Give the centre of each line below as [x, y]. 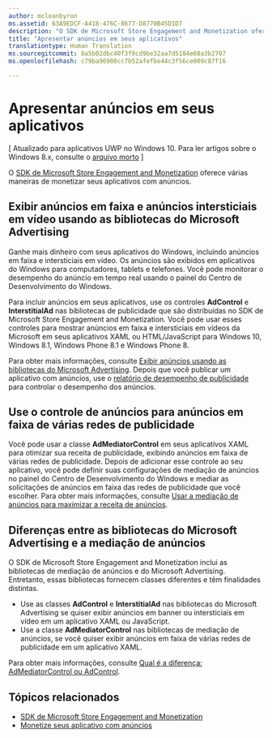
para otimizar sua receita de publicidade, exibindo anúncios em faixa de [128, 453]
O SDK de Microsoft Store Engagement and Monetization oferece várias [128, 172]
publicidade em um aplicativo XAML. [81, 647]
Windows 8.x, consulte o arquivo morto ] [76, 157]
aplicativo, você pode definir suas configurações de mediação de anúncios [134, 470]
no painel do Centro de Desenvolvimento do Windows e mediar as [119, 479]
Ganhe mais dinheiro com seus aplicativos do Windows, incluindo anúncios [134, 252]
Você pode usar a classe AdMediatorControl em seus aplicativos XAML [129, 444]
